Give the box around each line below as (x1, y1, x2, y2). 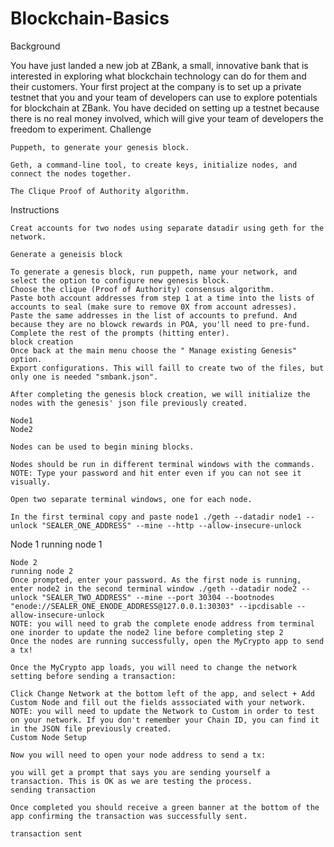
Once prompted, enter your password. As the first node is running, (10, 575, 302, 585)
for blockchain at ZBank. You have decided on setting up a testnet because (10, 102, 320, 114)
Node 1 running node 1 (10, 538, 103, 550)
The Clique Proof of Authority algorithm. (10, 186, 190, 196)
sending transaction (10, 785, 97, 795)
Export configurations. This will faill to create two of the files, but (10, 363, 325, 373)
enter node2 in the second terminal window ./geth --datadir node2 (10, 583, 298, 594)
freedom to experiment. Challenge (10, 123, 152, 135)
